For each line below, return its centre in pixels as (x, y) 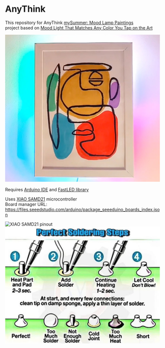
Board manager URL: (26, 204)
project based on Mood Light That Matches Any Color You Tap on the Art (79, 27)
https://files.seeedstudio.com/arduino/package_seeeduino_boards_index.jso (82, 209)
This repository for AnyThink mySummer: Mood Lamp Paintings (69, 23)
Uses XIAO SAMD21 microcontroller (41, 199)
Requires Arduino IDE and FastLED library (47, 189)
